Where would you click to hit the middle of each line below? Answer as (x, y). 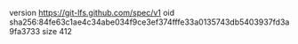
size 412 (57, 31)
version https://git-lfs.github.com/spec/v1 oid (92, 13)
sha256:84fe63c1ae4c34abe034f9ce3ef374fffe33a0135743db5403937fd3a (149, 22)
